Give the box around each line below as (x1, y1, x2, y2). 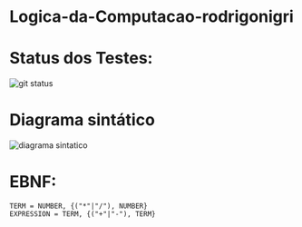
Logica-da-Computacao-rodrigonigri (9, 6, 295, 27)
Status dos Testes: (9, 48, 153, 69)
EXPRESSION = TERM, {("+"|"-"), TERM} (9, 210, 156, 219)
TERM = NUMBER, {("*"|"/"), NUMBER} (9, 202, 148, 211)
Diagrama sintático (9, 110, 156, 131)
